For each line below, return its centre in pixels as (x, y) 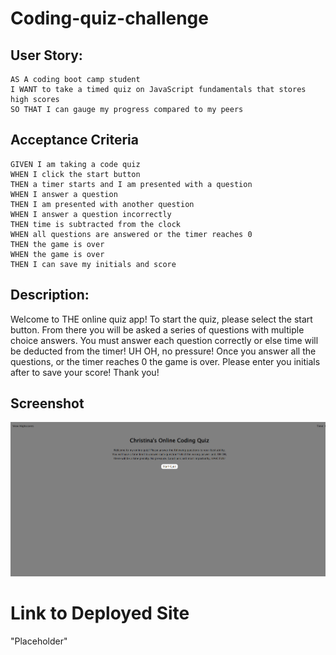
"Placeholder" (39, 641)
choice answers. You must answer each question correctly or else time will (164, 340)
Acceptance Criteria (74, 140)
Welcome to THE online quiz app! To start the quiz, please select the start (161, 319)
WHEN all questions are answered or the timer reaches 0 (131, 234)
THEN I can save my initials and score (93, 264)
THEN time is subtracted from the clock (96, 224)
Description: (50, 295)
